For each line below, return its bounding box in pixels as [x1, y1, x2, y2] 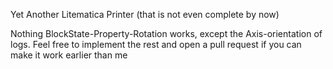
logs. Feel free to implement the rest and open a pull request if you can [10, 39, 302, 50]
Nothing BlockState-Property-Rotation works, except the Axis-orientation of [10, 28, 323, 39]
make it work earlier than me [10, 49, 128, 61]
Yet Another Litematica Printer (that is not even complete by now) [10, 9, 280, 20]
